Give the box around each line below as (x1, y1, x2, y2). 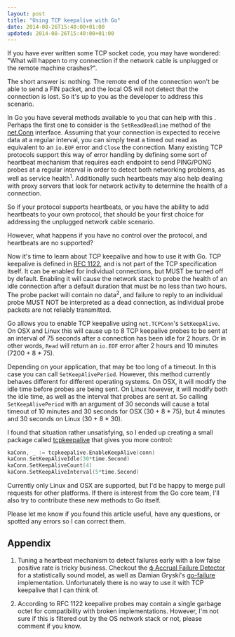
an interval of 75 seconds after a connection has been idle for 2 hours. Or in (7, 334, 227, 342)
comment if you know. (17, 622, 82, 630)
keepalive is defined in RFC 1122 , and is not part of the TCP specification (7, 259, 217, 268)
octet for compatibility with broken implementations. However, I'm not (17, 607, 219, 615)
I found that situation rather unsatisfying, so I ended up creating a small (7, 428, 213, 437)
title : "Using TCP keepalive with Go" (7, 17, 121, 24)
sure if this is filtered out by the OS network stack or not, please (17, 614, 202, 622)
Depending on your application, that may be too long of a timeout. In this (7, 362, 217, 371)
